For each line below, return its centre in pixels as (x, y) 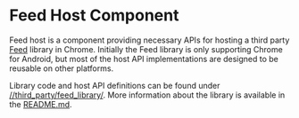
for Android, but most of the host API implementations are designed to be (144, 59)
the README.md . (41, 104)
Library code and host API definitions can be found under (115, 85)
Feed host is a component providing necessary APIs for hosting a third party (149, 40)
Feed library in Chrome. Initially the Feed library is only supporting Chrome (146, 49)
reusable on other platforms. (62, 68)
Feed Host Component (94, 16)
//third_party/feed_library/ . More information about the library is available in (147, 95)
